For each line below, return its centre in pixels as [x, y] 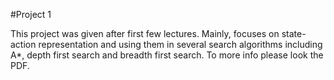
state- [294, 33]
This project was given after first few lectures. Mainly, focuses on [145, 33]
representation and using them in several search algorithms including [180, 44]
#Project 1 [31, 14]
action [23, 44]
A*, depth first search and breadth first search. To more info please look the [167, 55]
